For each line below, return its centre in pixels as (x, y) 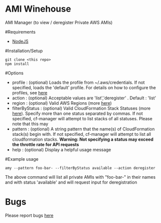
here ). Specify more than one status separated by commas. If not (77, 113)
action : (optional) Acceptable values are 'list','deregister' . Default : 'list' (84, 98)
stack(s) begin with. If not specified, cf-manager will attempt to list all (81, 134)
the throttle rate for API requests (45, 144)
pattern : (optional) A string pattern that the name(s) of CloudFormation (83, 129)
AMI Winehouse (38, 9)
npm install (17, 64)
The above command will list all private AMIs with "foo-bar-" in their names (80, 177)
